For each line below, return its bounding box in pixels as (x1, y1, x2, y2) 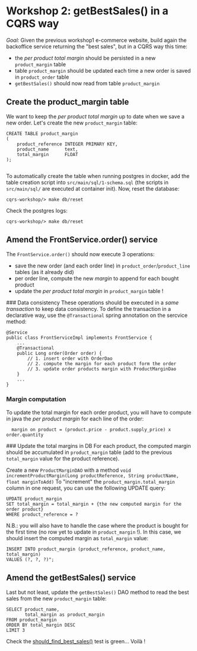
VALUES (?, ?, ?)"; (6, 556, 55, 562)
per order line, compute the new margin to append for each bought (14, 275, 179, 282)
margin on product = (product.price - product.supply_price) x (11, 426, 171, 432)
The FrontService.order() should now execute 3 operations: (6, 250, 155, 257)
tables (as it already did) (14, 268, 74, 275)
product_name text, (17, 146, 78, 152)
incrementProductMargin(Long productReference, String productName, (6, 472, 179, 479)
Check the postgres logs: (6, 207, 68, 214)
